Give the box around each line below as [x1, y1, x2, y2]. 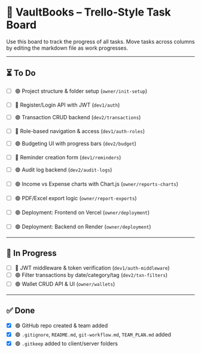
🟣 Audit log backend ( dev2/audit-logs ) [14, 166, 112, 173]
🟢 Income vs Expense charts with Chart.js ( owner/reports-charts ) [14, 180, 178, 188]
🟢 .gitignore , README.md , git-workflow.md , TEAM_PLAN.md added [14, 331, 172, 338]
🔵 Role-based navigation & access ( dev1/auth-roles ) [14, 127, 145, 134]
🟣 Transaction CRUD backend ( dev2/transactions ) [14, 113, 141, 120]
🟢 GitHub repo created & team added [14, 322, 108, 329]
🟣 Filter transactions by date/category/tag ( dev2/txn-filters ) [14, 271, 168, 278]
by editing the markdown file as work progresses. [6, 44, 129, 52]
